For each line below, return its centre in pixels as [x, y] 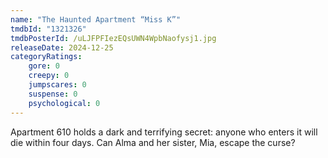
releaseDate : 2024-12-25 [62, 47]
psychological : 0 [64, 103]
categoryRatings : [46, 57]
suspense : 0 [53, 94]
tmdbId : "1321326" [48, 29]
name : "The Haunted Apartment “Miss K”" [96, 19]
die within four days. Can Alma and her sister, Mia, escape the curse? [153, 142]
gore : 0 [44, 66]
